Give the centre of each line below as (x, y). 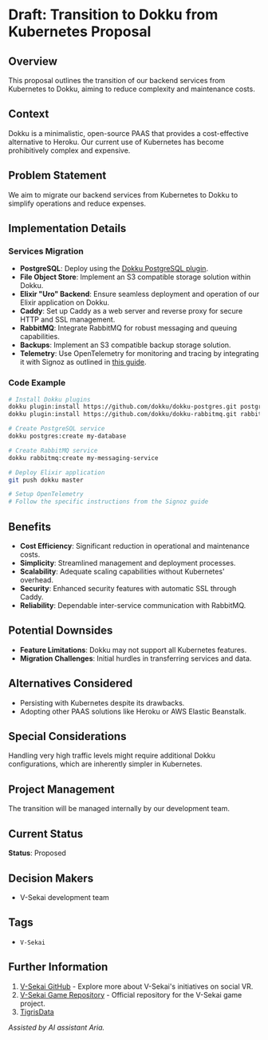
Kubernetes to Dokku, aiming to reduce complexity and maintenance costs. (132, 89)
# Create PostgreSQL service (57, 429)
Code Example (37, 383)
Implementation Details (67, 228)
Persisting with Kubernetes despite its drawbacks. (102, 702)
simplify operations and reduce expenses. (77, 203)
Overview (33, 61)
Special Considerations (67, 736)
